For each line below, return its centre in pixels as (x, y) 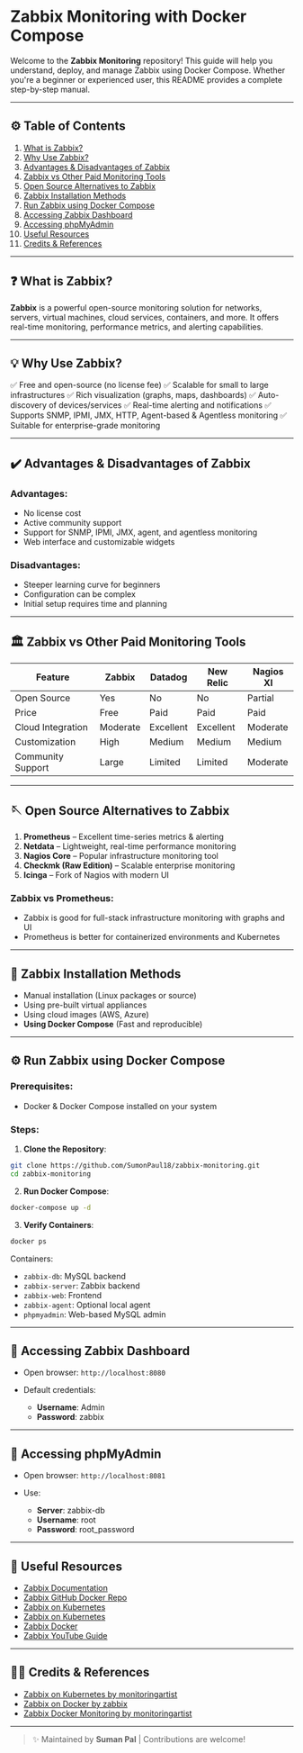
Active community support (72, 523)
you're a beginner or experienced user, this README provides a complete (146, 79)
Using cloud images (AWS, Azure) (86, 1015)
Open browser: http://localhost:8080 (94, 1373)
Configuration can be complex (79, 594)
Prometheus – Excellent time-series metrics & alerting (123, 836)
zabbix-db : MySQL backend (75, 1276)
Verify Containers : (58, 1224)
